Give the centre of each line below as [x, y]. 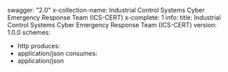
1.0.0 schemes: [29, 32]
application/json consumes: [57, 53]
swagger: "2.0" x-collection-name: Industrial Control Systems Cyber [106, 10]
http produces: [39, 46]
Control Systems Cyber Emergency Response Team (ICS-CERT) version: [112, 25]
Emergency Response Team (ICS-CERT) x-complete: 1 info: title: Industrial [114, 17]
